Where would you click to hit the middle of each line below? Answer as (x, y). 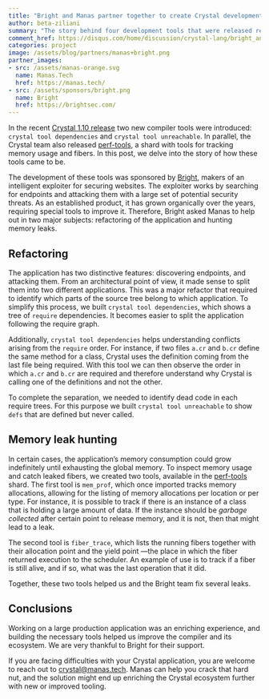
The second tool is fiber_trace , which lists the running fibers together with (132, 542)
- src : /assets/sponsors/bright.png (69, 90)
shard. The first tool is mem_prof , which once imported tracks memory (122, 484)
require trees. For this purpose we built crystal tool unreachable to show (130, 406)
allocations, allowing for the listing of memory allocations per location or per (134, 492)
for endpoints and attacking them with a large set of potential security (123, 195)
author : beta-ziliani (44, 23)
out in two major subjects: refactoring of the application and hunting (120, 220)
